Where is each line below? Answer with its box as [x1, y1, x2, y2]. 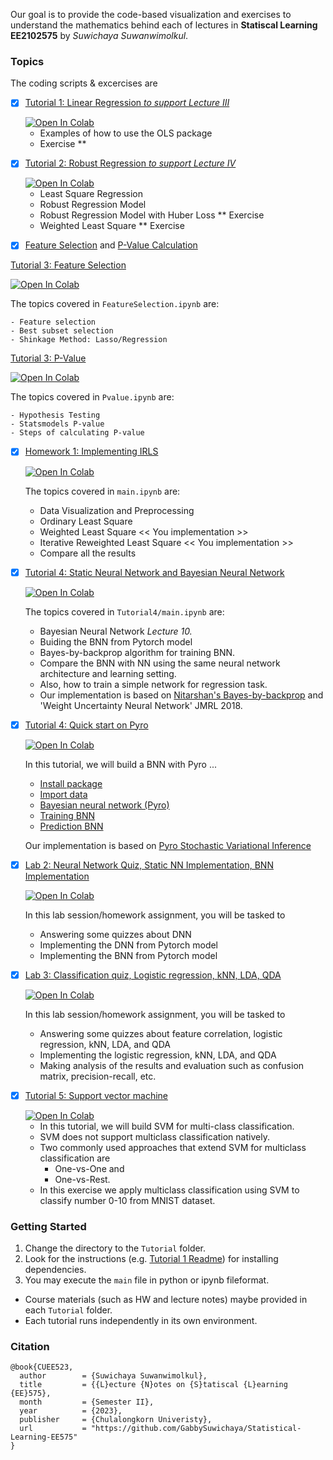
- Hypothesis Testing [10, 410, 101, 421]
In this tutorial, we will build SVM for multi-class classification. [39, 1120, 295, 1132]
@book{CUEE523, [10, 1362, 74, 1373]
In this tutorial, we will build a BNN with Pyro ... [24, 758, 217, 770]
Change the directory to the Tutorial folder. [24, 1242, 207, 1254]
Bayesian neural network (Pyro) [39, 799, 170, 811]
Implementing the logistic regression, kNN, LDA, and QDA [39, 1049, 277, 1061]
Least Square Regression [39, 188, 143, 200]
